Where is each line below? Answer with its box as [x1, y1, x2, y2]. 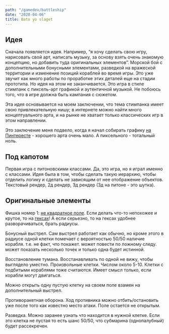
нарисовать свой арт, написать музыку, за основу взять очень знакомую [5, 54, 164, 60]
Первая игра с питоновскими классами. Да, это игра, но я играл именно [5, 166, 163, 172]
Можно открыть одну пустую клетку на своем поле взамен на [5, 282, 140, 288]
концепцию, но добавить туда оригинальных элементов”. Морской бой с [5, 59, 163, 65]
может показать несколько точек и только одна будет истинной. [5, 246, 145, 252]
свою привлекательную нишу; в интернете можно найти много [5, 107, 142, 113]
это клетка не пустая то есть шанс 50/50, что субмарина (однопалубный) [5, 317, 164, 323]
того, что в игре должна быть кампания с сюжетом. [5, 92, 118, 98]
